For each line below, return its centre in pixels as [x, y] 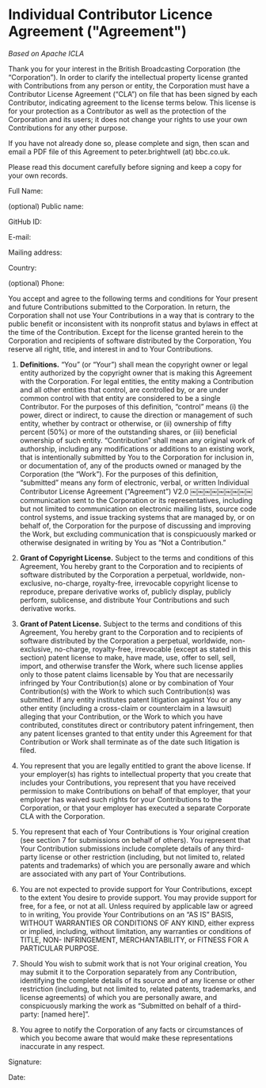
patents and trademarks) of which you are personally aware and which [135, 865]
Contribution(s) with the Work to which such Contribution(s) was [125, 691]
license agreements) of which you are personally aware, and [118, 997]
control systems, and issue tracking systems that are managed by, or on [137, 517]
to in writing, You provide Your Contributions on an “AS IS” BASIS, [126, 914]
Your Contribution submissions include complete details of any [122, 848]
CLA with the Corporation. [62, 816]
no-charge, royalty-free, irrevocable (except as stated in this [153, 649]
